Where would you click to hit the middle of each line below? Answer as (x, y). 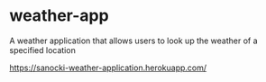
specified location (43, 50)
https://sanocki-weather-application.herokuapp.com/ (108, 68)
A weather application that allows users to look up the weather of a (134, 41)
